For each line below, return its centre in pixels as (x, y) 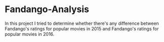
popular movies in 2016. (30, 34)
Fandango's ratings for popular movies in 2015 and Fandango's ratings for (82, 28)
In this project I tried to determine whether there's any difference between (82, 23)
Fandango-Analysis (47, 9)
